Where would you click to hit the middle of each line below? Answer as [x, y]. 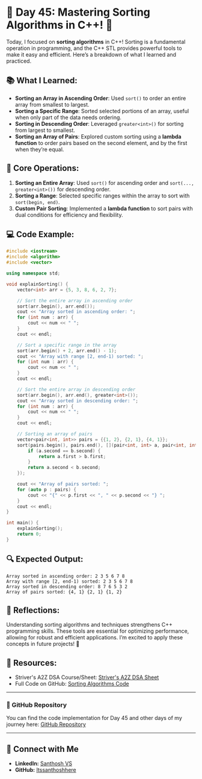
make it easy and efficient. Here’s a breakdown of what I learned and [91, 54]
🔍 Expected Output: [45, 559]
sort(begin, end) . [37, 202]
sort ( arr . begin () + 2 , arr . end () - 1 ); [67, 351]
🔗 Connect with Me [43, 749]
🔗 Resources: [32, 663]
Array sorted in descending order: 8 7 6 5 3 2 [67, 586]
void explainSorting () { [37, 284]
